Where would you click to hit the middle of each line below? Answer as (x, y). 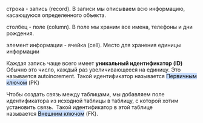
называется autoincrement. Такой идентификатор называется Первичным (101, 76)
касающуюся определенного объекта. (56, 15)
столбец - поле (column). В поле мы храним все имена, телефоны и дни (99, 27)
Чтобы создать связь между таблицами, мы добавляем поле (85, 94)
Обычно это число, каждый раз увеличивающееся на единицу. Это (94, 70)
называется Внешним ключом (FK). (52, 114)
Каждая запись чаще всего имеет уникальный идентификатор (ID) (95, 63)
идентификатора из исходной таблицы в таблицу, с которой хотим (92, 101)
